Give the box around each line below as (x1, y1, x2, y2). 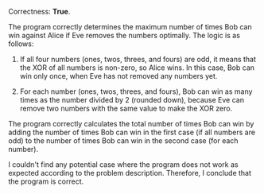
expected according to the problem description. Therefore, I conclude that (8, 169, 252, 177)
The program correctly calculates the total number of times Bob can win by (8, 119, 254, 128)
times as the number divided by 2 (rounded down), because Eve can (19, 95, 245, 104)
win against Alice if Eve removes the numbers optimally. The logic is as (8, 31, 241, 40)
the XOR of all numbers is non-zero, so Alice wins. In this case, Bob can (19, 63, 255, 72)
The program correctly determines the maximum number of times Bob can (8, 22, 252, 31)
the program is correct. (8, 177, 84, 186)
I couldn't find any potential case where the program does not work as (8, 160, 239, 169)
